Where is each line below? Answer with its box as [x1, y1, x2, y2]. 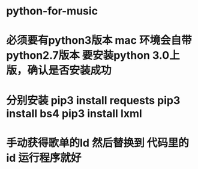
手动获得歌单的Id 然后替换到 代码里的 [6, 136, 189, 150]
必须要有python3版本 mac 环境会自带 [6, 34, 192, 48]
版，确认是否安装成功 [6, 64, 112, 78]
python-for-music [6, 4, 98, 18]
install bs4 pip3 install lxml [6, 106, 142, 120]
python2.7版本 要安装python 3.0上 [6, 49, 180, 63]
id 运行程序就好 [6, 151, 82, 165]
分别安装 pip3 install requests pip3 [6, 93, 181, 107]
